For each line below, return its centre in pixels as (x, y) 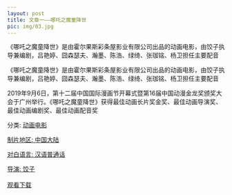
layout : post (26, 13)
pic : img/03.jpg (30, 26)
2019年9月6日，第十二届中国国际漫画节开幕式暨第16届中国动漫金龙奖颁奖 (112, 93)
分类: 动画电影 (27, 125)
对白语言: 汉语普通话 (36, 154)
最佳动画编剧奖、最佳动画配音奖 (52, 110)
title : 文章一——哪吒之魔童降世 (47, 20)
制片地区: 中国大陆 (33, 140)
